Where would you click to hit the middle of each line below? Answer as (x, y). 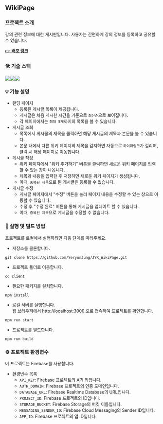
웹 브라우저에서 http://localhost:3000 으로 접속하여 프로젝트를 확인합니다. (82, 311)
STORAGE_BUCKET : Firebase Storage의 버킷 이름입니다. (71, 404)
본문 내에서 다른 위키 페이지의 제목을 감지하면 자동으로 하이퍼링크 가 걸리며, (89, 146)
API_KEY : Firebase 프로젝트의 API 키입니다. (60, 380)
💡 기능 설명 (17, 91)
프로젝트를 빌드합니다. (33, 330)
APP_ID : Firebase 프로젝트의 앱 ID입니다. (58, 416)
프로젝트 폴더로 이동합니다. (37, 267)
